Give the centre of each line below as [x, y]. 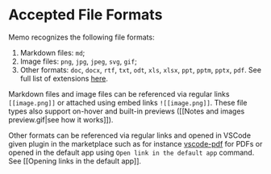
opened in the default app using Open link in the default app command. [131, 152]
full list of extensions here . [64, 78]
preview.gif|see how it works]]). [61, 119]
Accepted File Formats [85, 15]
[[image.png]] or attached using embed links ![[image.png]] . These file [128, 102]
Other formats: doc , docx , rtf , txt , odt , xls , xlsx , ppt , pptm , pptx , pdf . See [141, 69]
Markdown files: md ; [52, 52]
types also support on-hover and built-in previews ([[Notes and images [127, 111]
